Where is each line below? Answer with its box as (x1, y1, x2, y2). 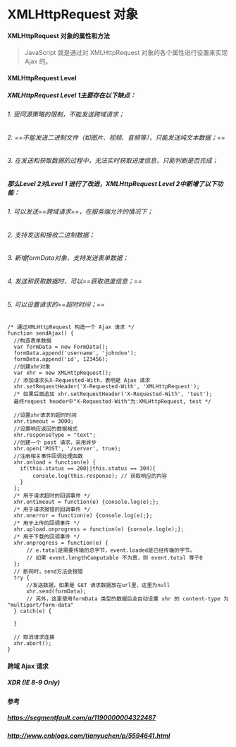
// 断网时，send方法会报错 (13, 568, 83, 575)
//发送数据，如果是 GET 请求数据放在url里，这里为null (25, 582, 170, 589)
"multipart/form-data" (7, 602, 74, 609)
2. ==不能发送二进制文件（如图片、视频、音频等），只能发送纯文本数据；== (7, 133, 225, 142)
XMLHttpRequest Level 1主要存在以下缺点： (7, 91, 136, 99)
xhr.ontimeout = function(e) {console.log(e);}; (13, 498, 159, 506)
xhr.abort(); (13, 640, 52, 647)
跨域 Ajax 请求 (7, 662, 49, 670)
